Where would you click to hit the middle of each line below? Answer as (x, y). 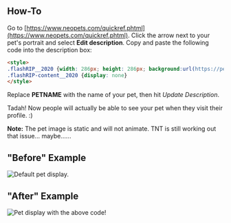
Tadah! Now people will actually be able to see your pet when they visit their (115, 108)
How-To (24, 11)
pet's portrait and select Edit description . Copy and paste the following (108, 42)
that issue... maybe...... (39, 136)
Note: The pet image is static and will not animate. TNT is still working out (112, 129)
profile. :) (20, 116)
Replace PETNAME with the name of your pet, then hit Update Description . (113, 95)
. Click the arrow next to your (169, 35)
